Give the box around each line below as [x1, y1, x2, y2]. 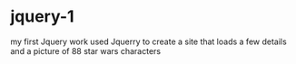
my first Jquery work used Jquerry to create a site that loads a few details [10, 36, 287, 47]
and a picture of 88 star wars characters [10, 45, 162, 56]
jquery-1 [10, 6, 75, 27]
